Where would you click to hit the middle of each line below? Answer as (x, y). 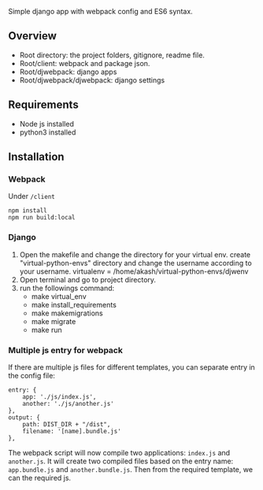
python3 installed (48, 132)
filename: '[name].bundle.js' (72, 431)
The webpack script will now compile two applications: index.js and (119, 452)
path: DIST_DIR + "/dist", (67, 424)
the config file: (31, 375)
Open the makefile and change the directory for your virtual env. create (135, 254)
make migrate (54, 321)
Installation (36, 157)
